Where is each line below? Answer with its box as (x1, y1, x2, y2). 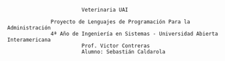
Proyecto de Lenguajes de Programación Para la (51, 19, 190, 25)
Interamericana (7, 36, 51, 43)
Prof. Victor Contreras (81, 42, 150, 49)
